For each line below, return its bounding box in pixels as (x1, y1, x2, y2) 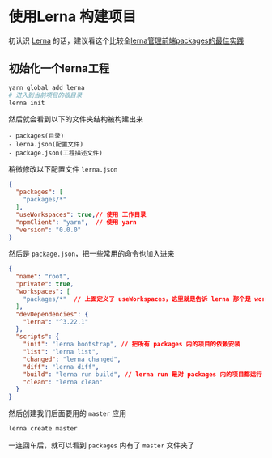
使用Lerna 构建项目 (8, 7, 137, 26)
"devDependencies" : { (15, 310, 89, 318)
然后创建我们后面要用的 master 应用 (8, 409, 127, 418)
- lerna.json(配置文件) (8, 141, 83, 149)
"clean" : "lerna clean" (23, 378, 104, 386)
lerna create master (8, 425, 79, 433)
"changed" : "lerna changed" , (23, 355, 121, 363)
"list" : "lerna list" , (23, 348, 100, 356)
